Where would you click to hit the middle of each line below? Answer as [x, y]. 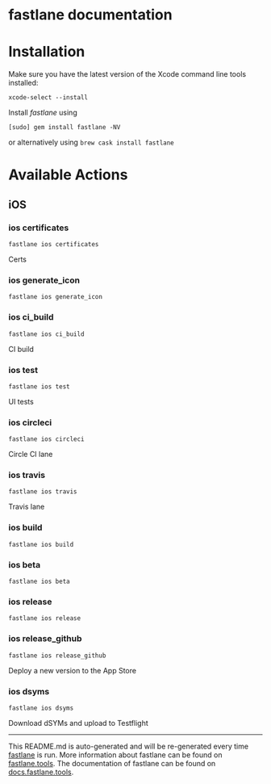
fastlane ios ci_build [46, 334]
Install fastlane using [43, 113]
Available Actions [68, 175]
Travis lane [27, 507]
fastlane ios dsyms [41, 708]
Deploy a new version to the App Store [73, 670]
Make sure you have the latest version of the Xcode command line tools [127, 74]
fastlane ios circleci [46, 439]
